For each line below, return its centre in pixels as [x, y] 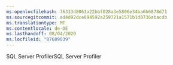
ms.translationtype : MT [36, 23]
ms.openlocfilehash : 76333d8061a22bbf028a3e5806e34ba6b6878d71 [87, 12]
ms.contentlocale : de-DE [37, 28]
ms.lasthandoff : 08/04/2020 [41, 34]
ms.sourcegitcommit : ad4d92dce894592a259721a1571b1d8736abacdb [87, 17]
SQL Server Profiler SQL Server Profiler [54, 56]
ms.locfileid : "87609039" [38, 39]
